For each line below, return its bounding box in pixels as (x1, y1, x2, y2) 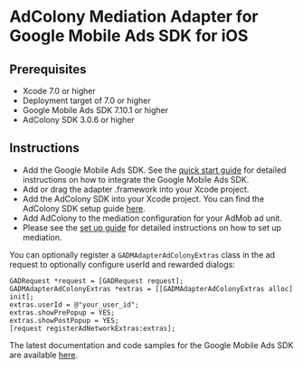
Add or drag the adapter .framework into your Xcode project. (22, 184, 250, 194)
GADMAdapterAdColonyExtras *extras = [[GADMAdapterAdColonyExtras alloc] (9, 284, 294, 293)
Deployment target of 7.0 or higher (22, 95, 151, 106)
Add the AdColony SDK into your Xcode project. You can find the (22, 193, 265, 204)
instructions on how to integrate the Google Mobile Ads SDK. (22, 174, 250, 184)
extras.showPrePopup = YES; (9, 307, 116, 317)
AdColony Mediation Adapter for (9, 6, 259, 27)
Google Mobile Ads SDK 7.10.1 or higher (22, 105, 169, 115)
